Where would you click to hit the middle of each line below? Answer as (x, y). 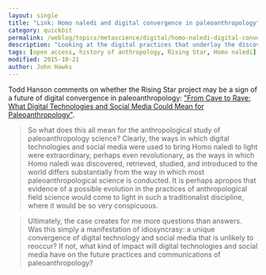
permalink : (26, 38)
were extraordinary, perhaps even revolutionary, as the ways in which (141, 155)
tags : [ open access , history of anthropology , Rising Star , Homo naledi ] (133, 52)
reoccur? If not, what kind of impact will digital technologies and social (142, 246)
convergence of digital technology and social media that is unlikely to (141, 237)
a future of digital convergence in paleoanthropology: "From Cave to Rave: (129, 98)
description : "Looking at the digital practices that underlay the (122, 45)
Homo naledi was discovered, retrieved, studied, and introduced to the (142, 164)
